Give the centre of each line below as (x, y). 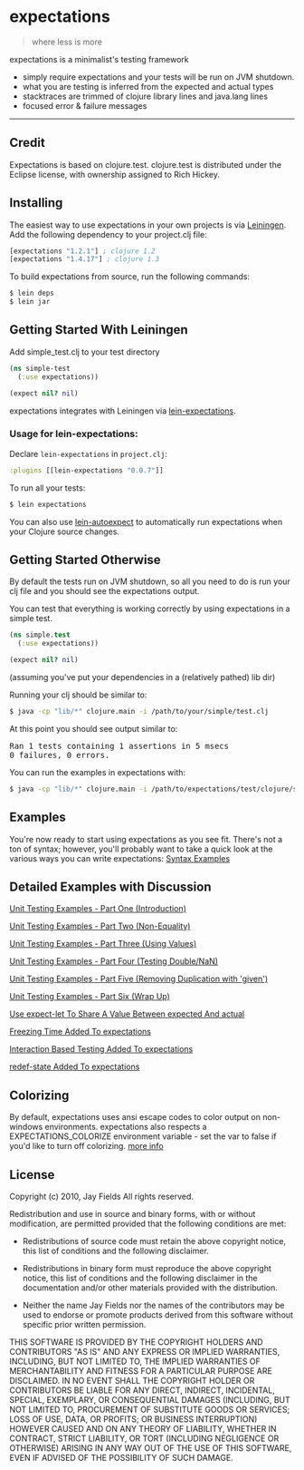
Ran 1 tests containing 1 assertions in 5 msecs (119, 746)
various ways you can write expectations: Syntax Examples (120, 858)
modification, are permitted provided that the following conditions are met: (148, 1223)
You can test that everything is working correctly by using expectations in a (150, 608)
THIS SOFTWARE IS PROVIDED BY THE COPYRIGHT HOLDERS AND (137, 1342)
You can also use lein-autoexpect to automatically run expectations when (146, 521)
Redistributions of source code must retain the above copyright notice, (154, 1241)
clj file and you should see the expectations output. (104, 591)
